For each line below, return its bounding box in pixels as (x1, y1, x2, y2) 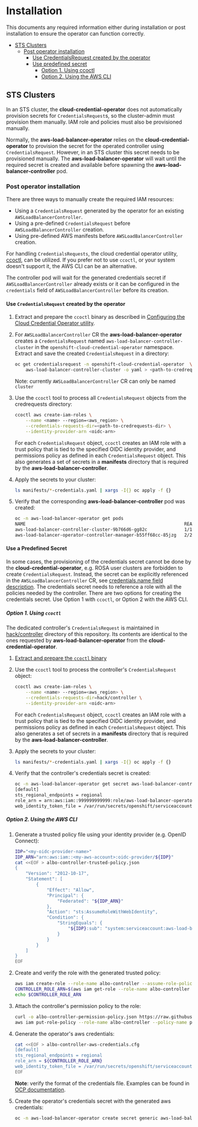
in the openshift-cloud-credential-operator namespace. (34, 344, 174, 351)
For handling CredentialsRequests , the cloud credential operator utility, (6, 250, 178, 257)
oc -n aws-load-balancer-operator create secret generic (14, 1115, 158, 1121)
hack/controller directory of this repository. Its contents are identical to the (6, 631, 188, 638)
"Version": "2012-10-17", (25, 871, 90, 877)
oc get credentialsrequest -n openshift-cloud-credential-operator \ (14, 361, 193, 367)
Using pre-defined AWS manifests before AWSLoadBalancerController (14, 232, 183, 240)
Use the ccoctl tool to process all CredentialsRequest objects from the (14, 395, 187, 401)
